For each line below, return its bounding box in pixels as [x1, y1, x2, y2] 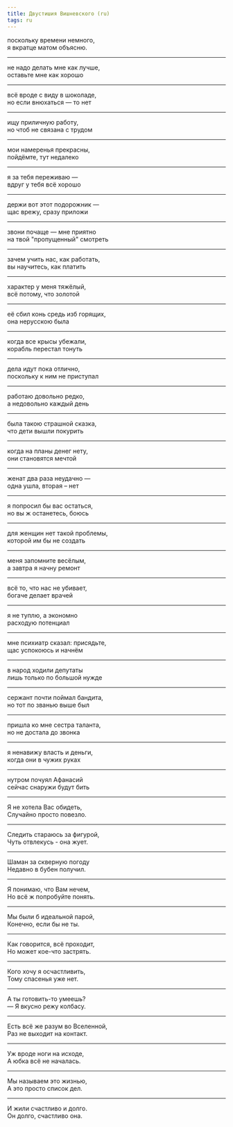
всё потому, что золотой [7, 289, 80, 298]
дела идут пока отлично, [7, 365, 80, 373]
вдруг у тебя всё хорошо [7, 180, 81, 189]
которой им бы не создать [7, 536, 85, 545]
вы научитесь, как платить [7, 262, 87, 271]
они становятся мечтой [7, 454, 77, 463]
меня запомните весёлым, [7, 556, 87, 564]
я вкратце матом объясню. [7, 43, 88, 51]
